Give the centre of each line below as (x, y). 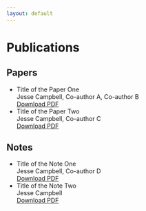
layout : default (30, 13)
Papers (22, 73)
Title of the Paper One (48, 89)
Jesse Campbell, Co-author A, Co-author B (77, 96)
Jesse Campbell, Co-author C (59, 118)
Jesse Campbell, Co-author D (59, 171)
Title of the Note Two (46, 186)
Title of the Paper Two (48, 111)
